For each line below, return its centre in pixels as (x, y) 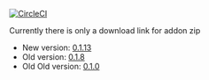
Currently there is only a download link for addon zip (105, 30)
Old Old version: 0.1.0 (61, 66)
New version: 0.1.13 (57, 47)
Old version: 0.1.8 (54, 57)
